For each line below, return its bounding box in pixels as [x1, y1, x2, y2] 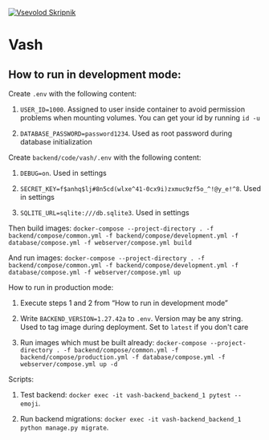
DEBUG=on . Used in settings [19, 169, 107, 177]
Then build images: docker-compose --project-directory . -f [8, 223, 214, 233]
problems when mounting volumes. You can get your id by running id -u [19, 113, 261, 122]
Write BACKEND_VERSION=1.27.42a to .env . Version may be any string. [19, 314, 243, 323]
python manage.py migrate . [19, 422, 109, 432]
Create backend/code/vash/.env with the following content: [8, 153, 202, 162]
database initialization [19, 137, 92, 146]
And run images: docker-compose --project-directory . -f [8, 253, 206, 263]
